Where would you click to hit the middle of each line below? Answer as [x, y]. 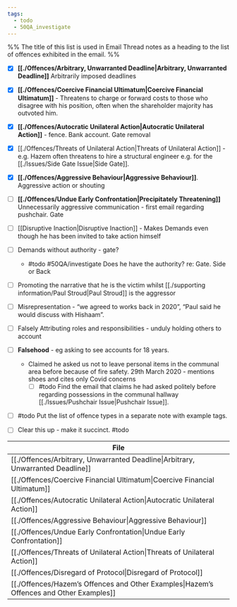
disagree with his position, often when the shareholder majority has [115, 105]
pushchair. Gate [41, 214]
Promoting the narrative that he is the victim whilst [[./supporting [111, 285]
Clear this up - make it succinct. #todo [73, 430]
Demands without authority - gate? [68, 250]
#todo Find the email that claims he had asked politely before [127, 387]
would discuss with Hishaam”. [61, 314]
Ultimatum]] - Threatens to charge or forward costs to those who [113, 98]
